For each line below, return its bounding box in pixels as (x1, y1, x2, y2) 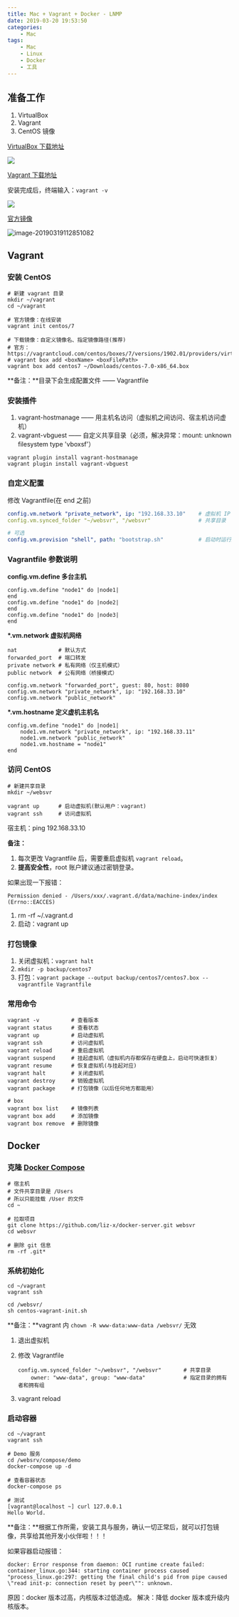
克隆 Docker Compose (7, 1162, 85, 1172)
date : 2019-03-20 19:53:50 (7, 17, 87, 24)
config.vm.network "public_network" (7, 694, 116, 701)
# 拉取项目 (7, 1215, 36, 1223)
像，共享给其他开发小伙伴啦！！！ (7, 1531, 107, 1540)
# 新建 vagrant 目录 (7, 290, 64, 297)
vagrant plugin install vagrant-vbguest (7, 461, 129, 468)
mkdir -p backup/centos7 (17, 966, 92, 974)
